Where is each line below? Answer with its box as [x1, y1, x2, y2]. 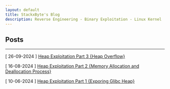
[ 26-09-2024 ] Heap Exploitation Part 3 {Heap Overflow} [5, 53, 125, 59]
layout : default [5, 7, 39, 13]
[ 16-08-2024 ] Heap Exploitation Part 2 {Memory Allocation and [5, 63, 140, 69]
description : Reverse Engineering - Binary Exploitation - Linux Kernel [5, 17, 162, 22]
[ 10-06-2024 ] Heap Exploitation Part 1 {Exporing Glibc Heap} [5, 78, 135, 84]
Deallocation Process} [5, 68, 52, 74]
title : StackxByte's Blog [5, 12, 60, 17]
